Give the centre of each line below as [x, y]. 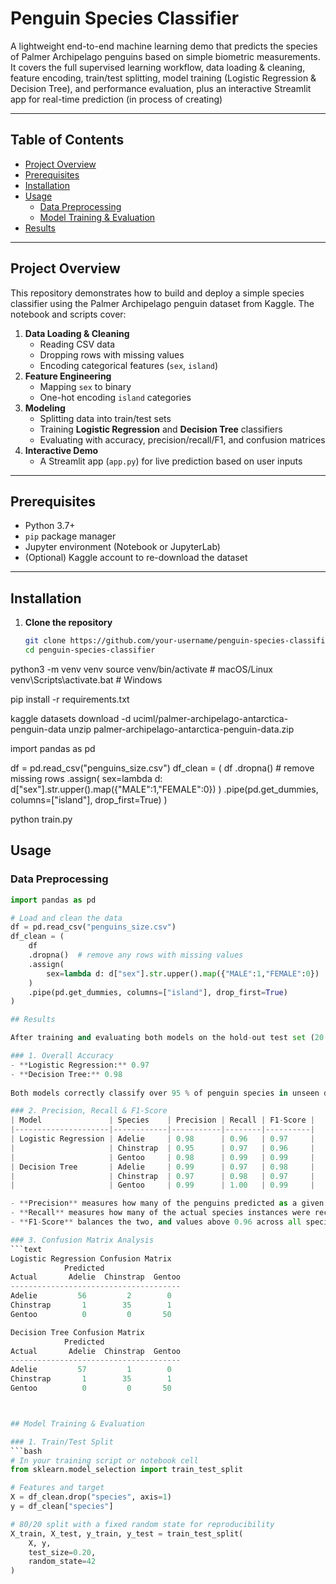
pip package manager [70, 536]
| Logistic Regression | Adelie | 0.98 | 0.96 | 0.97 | [162, 1139]
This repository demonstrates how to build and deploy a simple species [157, 293]
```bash [26, 1451]
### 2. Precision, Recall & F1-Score [89, 1111]
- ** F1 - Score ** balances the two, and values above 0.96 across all [156, 1222]
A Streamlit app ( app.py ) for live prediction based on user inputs [171, 461]
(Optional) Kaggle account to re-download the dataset [136, 558]
